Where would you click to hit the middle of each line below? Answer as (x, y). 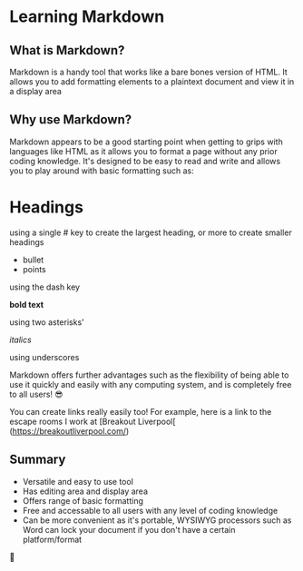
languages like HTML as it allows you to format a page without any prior (144, 151)
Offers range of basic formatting (83, 500)
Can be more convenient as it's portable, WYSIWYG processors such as (157, 520)
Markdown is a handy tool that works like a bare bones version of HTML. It (148, 72)
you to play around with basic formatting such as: (102, 171)
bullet (33, 260)
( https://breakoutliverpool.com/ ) (69, 431)
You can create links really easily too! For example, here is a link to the (141, 411)
